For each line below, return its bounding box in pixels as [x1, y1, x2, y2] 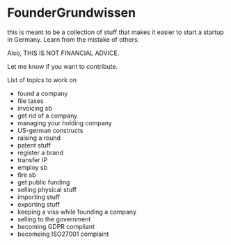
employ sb [17, 163, 48, 171]
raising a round [17, 134, 61, 142]
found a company [17, 89, 68, 97]
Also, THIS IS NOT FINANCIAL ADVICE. [7, 49, 120, 57]
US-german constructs [17, 126, 83, 134]
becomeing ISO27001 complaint [17, 230, 109, 238]
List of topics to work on [7, 75, 77, 84]
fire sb [17, 171, 36, 179]
